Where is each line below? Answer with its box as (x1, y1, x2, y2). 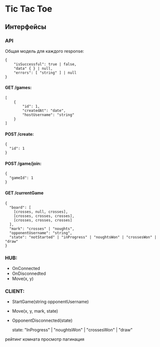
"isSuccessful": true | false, (14, 62, 77, 66)
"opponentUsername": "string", (9, 230, 73, 236)
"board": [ (9, 205, 31, 210)
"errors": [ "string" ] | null (14, 70, 77, 75)
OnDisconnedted (12, 270, 46, 276)
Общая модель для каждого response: (5, 48, 85, 54)
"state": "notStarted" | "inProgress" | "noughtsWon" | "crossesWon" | (9, 235, 157, 239)
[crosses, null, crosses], (14, 209, 68, 214)
